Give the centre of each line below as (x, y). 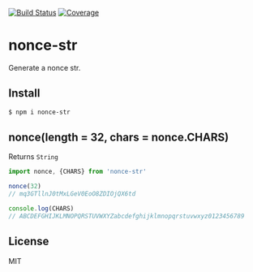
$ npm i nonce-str (39, 112)
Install (24, 93)
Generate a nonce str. (45, 67)
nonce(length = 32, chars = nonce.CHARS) (119, 138)
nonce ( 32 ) (25, 187)
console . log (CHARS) (41, 209)
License (29, 242)
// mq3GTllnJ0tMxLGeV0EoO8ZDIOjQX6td (72, 194)
